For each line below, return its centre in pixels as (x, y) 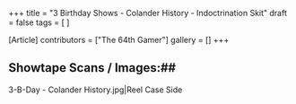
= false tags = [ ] (39, 22)
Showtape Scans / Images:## (92, 68)
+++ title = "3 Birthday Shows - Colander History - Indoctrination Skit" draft (148, 13)
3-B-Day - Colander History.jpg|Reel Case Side (96, 90)
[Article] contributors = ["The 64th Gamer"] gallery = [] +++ (119, 40)
